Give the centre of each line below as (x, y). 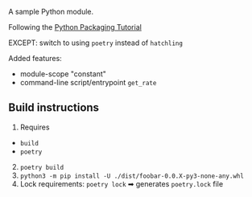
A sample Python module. (51, 12)
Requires (35, 127)
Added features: (35, 58)
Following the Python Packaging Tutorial (75, 27)
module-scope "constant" (63, 74)
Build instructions (54, 108)
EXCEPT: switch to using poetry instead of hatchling (96, 43)
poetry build (42, 167)
